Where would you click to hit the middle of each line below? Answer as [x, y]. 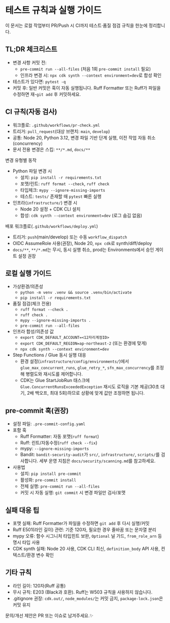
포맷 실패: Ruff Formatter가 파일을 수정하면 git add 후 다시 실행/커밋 [81, 523]
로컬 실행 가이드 [28, 273]
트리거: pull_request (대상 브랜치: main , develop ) [61, 131]
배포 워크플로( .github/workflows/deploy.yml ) [52, 226]
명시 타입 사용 [26, 542]
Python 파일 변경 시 [32, 171]
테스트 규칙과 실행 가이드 [54, 10]
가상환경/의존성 [28, 287]
